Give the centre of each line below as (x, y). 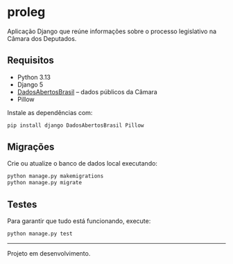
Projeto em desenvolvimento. (49, 253)
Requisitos (31, 61)
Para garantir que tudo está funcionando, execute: (79, 221)
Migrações (31, 147)
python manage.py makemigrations (55, 176)
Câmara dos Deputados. (42, 38)
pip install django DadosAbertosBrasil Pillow (76, 125)
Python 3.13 (34, 77)
